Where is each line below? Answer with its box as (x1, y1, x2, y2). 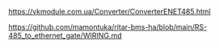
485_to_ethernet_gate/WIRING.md (8, 31, 122, 40)
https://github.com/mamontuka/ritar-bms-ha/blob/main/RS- (8, 22, 208, 31)
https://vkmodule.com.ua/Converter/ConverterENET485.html (8, 7, 212, 16)
